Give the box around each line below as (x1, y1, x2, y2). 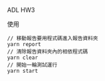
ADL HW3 (7, 6, 36, 14)
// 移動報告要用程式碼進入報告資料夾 (7, 35, 98, 42)
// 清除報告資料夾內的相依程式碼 (7, 48, 88, 55)
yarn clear (7, 54, 38, 61)
